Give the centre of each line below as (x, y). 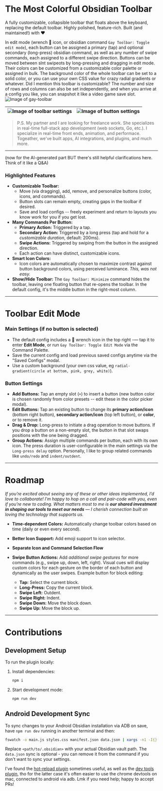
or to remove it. (27, 420)
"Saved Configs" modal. (36, 360)
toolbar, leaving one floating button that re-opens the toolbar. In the (79, 284)
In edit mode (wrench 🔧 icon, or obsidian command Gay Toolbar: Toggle (77, 42)
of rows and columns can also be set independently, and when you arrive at (81, 89)
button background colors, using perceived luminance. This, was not (88, 269)
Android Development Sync (48, 714)
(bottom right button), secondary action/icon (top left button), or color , (83, 414)
